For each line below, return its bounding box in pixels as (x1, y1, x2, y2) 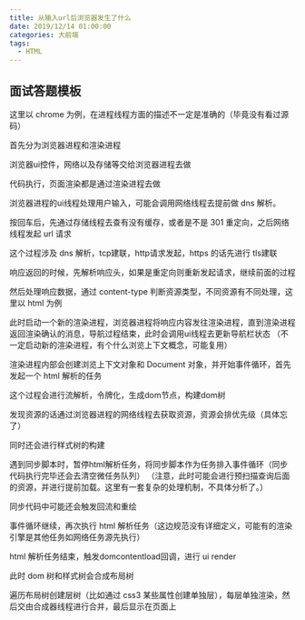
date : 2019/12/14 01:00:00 (9, 22, 112, 31)
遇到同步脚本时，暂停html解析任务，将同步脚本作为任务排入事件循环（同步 (9, 458, 289, 469)
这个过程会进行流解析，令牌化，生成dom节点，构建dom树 (9, 389, 226, 400)
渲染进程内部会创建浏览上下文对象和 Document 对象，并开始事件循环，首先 (9, 358, 291, 369)
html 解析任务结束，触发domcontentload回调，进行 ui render (9, 551, 237, 562)
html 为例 (26, 297, 63, 308)
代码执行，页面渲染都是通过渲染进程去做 (9, 178, 161, 189)
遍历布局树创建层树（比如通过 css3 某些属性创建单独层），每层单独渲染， (9, 589, 283, 600)
